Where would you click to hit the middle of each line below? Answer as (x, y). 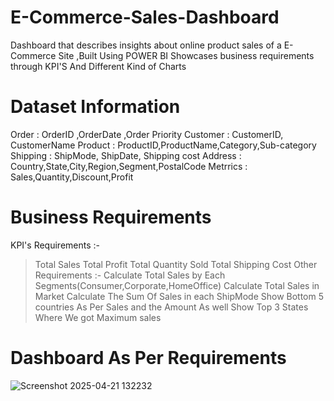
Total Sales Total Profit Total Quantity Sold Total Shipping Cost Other (176, 264)
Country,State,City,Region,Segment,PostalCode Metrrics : (129, 166)
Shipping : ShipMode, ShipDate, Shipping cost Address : (126, 155)
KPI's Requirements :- (55, 245)
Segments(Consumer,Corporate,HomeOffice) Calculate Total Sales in (177, 285)
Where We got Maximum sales (98, 317)
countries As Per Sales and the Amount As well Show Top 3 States (171, 307)
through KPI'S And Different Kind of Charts (98, 66)
